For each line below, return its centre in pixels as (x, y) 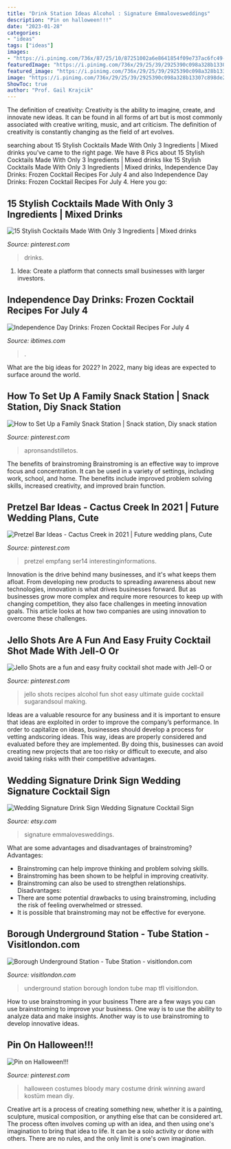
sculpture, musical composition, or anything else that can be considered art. (115, 1116)
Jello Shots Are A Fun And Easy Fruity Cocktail (109, 640)
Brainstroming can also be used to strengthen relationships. (101, 883)
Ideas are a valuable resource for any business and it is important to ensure (114, 715)
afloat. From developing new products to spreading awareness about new (112, 582)
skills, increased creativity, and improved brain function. (87, 486)
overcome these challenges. (47, 619)
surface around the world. (44, 374)
